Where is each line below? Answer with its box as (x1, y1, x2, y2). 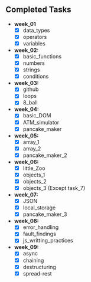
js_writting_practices (22, 237, 73, 244)
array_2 (22, 145, 41, 152)
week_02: (14, 47, 39, 54)
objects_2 (22, 178, 47, 185)
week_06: (14, 158, 39, 165)
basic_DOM (22, 112, 51, 119)
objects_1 (22, 171, 45, 178)
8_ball (22, 99, 38, 106)
